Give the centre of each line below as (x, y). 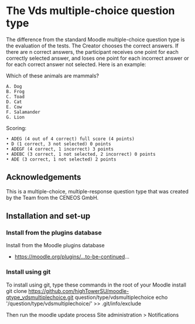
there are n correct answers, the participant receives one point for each (92, 52)
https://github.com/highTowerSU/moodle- (79, 291)
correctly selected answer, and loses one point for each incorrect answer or (97, 58)
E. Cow (14, 107)
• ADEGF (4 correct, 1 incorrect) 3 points (60, 149)
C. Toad (16, 97)
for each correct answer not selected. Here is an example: (76, 64)
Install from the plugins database (54, 233)
